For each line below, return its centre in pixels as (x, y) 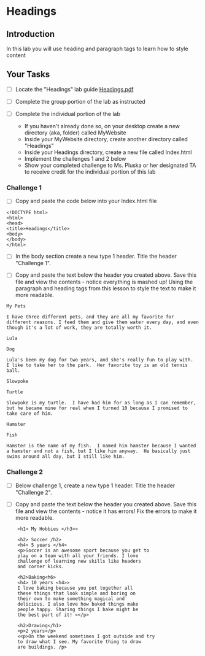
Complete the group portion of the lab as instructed (80, 101)
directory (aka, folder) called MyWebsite (75, 133)
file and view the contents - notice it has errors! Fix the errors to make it (106, 511)
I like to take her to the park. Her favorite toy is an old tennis (97, 365)
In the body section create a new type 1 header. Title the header (96, 257)
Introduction (31, 34)
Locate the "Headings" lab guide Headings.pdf (74, 89)
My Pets (16, 306)
